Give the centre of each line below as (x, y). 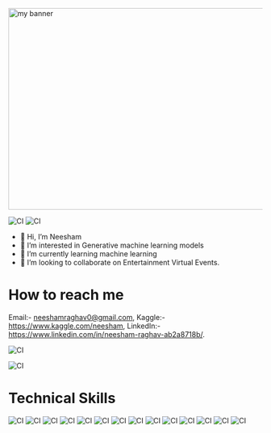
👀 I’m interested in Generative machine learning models (112, 245)
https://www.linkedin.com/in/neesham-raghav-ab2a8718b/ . (107, 334)
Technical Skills (62, 398)
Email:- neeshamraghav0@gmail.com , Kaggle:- (87, 317)
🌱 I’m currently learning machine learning (88, 254)
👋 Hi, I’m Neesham (51, 237)
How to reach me (66, 295)
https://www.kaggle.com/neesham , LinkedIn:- (85, 326)
